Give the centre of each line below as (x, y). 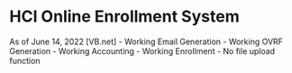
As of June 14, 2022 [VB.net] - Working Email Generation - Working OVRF (146, 41)
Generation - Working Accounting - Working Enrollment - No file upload (142, 50)
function (25, 60)
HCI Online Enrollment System (125, 17)
